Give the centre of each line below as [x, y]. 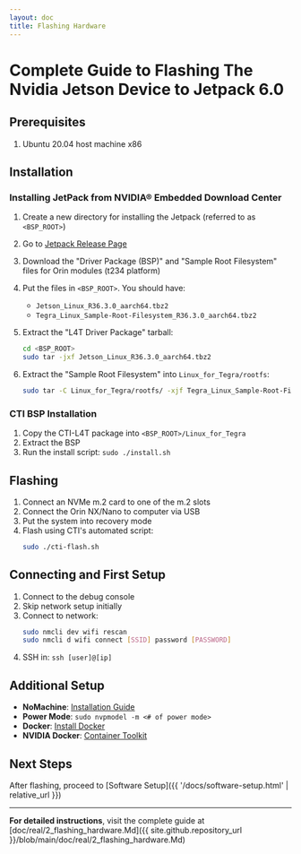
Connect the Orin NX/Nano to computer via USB [111, 511]
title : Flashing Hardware [57, 26]
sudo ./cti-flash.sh [60, 547]
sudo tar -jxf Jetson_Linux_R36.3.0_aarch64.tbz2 [117, 358]
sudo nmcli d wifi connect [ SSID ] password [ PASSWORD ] [127, 640]
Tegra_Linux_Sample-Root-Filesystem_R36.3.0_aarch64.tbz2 [146, 316]
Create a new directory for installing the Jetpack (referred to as [139, 217]
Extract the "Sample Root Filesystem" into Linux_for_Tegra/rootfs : [146, 374]
